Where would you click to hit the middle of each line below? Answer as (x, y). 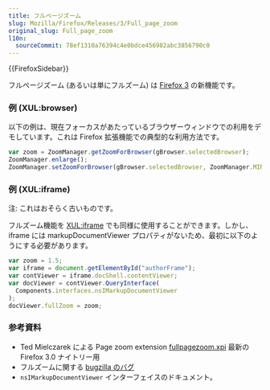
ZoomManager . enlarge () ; (48, 160)
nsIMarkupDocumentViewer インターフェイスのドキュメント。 (118, 377)
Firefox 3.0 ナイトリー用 (60, 357)
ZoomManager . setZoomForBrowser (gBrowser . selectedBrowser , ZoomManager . (131, 167)
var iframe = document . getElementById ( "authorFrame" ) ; (102, 269)
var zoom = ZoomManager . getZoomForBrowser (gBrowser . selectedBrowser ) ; (129, 152)
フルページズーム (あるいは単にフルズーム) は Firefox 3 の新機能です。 (124, 85)
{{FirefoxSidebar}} (39, 68)
